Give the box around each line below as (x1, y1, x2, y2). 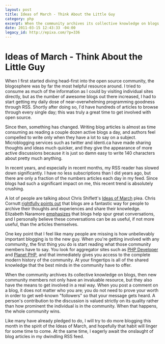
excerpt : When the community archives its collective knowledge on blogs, (5, 21, 162, 26)
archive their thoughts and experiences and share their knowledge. (5, 205, 141, 211)
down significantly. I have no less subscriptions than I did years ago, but (5, 170, 151, 176)
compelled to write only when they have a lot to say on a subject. (5, 134, 137, 140)
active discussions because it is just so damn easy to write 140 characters (5, 150, 155, 156)
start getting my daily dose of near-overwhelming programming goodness (5, 99, 155, 105)
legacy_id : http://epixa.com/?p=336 (5, 30, 80, 35)
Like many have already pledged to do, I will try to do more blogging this (5, 317, 151, 323)
